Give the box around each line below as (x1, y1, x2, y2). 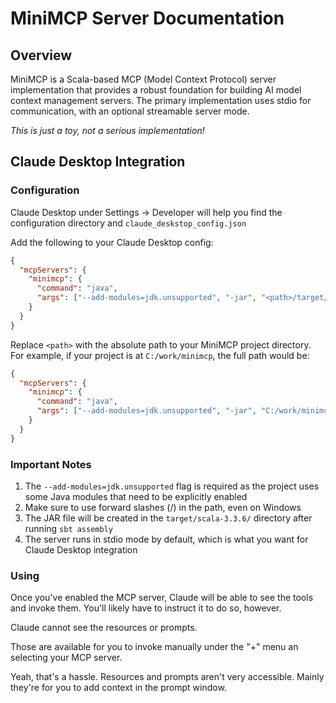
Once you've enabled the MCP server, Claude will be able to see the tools (10, 592, 314, 604)
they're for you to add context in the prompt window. (10, 682, 227, 694)
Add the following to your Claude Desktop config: (10, 236, 214, 248)
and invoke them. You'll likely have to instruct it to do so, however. (10, 602, 282, 614)
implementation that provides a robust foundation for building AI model (10, 84, 302, 96)
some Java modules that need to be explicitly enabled (24, 490, 248, 502)
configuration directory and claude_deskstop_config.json (10, 217, 247, 229)
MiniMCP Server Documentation (10, 7, 285, 30)
